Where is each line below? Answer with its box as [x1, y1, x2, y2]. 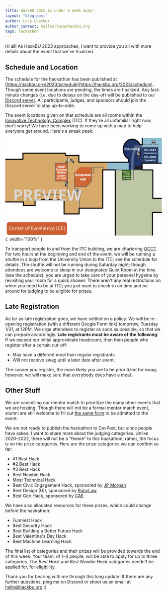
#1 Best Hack [12, 455, 40, 462]
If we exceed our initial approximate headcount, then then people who [5, 337, 149, 342]
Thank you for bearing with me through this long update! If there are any [5, 573, 153, 579]
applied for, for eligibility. [5, 564, 56, 570]
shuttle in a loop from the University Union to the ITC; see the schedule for [5, 256, 158, 262]
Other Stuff [5, 386, 41, 395]
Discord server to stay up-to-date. [5, 102, 76, 108]
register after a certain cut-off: [5, 342, 68, 348]
